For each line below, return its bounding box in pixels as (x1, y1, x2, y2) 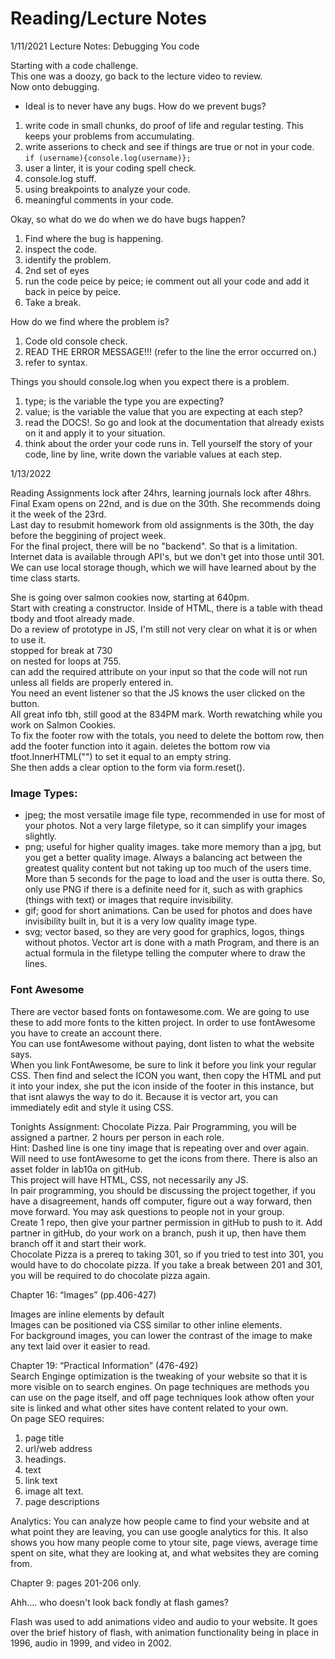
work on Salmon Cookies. (10, 718, 117, 731)
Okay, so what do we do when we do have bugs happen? (10, 213, 246, 225)
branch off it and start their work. (10, 1237, 147, 1249)
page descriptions (24, 1495, 100, 1507)
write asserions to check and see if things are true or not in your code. (24, 140, 315, 152)
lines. (24, 958, 48, 970)
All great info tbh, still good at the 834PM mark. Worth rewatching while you (10, 708, 323, 720)
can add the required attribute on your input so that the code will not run (10, 665, 308, 677)
